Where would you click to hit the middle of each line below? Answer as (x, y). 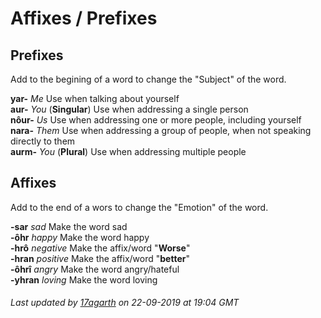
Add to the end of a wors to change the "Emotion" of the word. (139, 207)
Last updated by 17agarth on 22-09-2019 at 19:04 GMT (125, 303)
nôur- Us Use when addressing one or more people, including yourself (156, 120)
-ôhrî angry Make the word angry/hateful (95, 269)
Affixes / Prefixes (84, 18)
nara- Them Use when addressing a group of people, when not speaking (161, 130)
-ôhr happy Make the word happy (80, 237)
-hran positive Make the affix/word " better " (100, 258)
